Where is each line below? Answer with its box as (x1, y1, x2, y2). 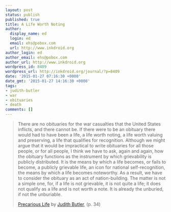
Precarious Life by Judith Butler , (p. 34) (17, 201, 101, 207)
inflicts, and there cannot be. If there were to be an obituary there (17, 126, 156, 132)
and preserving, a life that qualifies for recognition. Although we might (17, 137, 165, 143)
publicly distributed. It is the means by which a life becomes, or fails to (17, 159, 166, 165)
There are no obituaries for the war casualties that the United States (17, 121, 161, 127)
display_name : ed (10, 31, 47, 36)
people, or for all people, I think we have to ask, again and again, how (17, 148, 164, 154)
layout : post (5, 7, 33, 13)
